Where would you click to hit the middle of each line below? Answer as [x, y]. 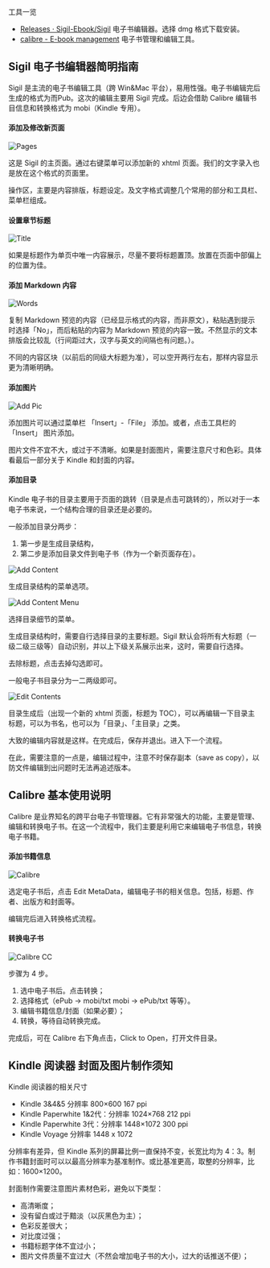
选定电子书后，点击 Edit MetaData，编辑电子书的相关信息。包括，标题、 [128, 891]
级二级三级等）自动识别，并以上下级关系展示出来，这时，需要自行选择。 [128, 646]
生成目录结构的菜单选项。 [51, 586]
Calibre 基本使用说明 [59, 796]
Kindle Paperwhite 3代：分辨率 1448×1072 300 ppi [104, 1124]
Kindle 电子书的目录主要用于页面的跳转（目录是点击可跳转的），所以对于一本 [134, 499]
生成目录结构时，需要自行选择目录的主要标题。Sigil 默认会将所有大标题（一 [133, 636]
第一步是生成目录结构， [59, 543]
